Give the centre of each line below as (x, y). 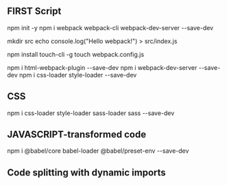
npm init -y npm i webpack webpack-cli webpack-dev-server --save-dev (110, 27)
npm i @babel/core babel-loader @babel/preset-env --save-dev (98, 151)
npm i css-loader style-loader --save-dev (78, 75)
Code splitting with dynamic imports (86, 172)
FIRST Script (34, 11)
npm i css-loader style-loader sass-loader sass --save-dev (91, 113)
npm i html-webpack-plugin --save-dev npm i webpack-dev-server (102, 67)
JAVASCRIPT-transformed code (76, 135)
